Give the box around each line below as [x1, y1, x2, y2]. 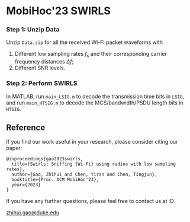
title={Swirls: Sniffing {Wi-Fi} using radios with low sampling [11, 161, 176, 167]
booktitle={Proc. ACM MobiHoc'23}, [11, 177, 99, 183]
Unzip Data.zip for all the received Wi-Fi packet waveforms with [6, 39, 163, 46]
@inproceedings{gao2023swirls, [6, 156, 83, 162]
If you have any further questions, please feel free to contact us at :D [6, 198, 175, 205]
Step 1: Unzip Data [6, 26, 60, 34]
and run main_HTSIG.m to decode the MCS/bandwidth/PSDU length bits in [6, 99, 183, 106]
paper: [6, 144, 22, 152]
